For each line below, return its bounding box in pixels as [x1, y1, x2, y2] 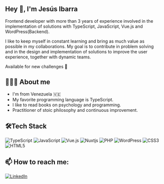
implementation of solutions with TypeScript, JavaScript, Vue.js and [5, 23, 143, 29]
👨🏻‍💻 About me [5, 78, 50, 87]
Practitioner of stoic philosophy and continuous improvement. [12, 107, 138, 113]
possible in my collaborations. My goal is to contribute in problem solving [5, 43, 154, 49]
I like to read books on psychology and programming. [12, 102, 121, 108]
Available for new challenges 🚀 [5, 63, 68, 69]
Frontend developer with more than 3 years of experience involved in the [5, 18, 154, 24]
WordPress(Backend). [5, 28, 50, 35]
